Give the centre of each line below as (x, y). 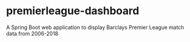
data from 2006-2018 (32, 33)
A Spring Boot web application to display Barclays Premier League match (95, 27)
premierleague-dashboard (73, 11)
